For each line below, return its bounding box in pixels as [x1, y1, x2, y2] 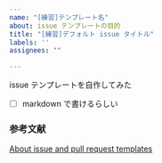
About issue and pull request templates [9, 143, 153, 154]
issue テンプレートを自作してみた [9, 79, 132, 90]
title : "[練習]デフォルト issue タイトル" [9, 29, 154, 38]
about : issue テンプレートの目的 [9, 21, 121, 30]
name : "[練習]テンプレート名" [9, 12, 109, 22]
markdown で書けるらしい [21, 99, 118, 110]
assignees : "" [9, 46, 62, 55]
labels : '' [9, 37, 50, 47]
